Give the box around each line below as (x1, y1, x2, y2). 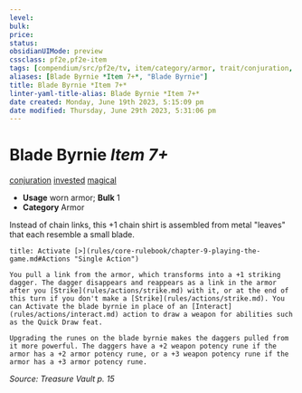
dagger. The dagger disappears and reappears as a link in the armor (9, 278, 278, 288)
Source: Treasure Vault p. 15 (9, 373, 115, 385)
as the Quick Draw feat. (9, 318, 103, 327)
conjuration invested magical (9, 175, 118, 186)
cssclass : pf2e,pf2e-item (9, 55, 107, 64)
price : (9, 30, 34, 39)
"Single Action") (73, 254, 140, 264)
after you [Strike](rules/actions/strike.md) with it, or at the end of (9, 286, 289, 295)
